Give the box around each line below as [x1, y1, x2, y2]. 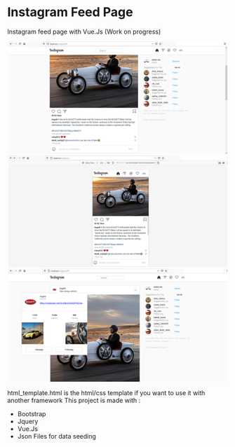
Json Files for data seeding [17, 432, 97, 441]
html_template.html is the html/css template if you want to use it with [7, 389, 206, 397]
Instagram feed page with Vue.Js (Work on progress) [7, 27, 161, 36]
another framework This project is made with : [7, 397, 141, 405]
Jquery [17, 418, 39, 426]
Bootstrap [17, 410, 46, 418]
